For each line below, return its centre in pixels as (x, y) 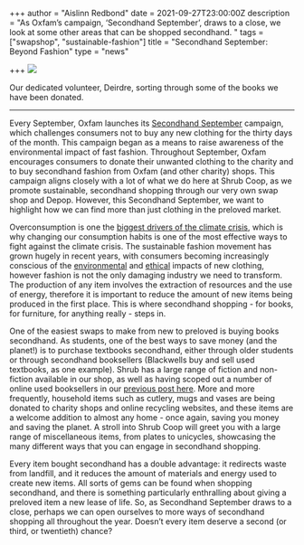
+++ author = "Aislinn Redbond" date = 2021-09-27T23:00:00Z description (150, 13)
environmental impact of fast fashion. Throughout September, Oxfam (138, 152)
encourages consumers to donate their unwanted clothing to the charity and (152, 161)
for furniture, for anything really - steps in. (88, 314)
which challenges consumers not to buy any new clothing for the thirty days (151, 133)
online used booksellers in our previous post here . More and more (132, 389)
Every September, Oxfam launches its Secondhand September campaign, (147, 123)
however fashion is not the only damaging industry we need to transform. (146, 275)
